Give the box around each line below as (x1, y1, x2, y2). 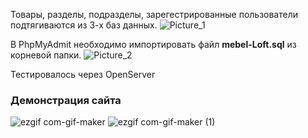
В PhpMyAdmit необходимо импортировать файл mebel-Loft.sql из (10, 39, 297, 50)
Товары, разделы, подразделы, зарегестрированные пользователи (10, 9, 299, 20)
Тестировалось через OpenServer (10, 69, 156, 80)
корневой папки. (10, 49, 82, 61)
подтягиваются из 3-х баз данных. (10, 19, 158, 31)
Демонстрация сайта (10, 93, 122, 107)
